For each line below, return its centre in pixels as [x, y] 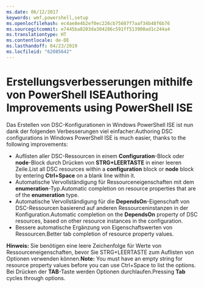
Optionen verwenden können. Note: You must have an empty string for [94, 258]
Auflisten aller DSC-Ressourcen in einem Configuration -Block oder [100, 156]
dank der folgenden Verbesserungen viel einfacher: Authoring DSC [90, 131]
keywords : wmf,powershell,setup [47, 18]
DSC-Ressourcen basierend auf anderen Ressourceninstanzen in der [102, 207]
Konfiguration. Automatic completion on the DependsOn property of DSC [106, 214]
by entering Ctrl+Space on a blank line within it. [75, 175]
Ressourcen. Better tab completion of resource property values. [94, 234]
